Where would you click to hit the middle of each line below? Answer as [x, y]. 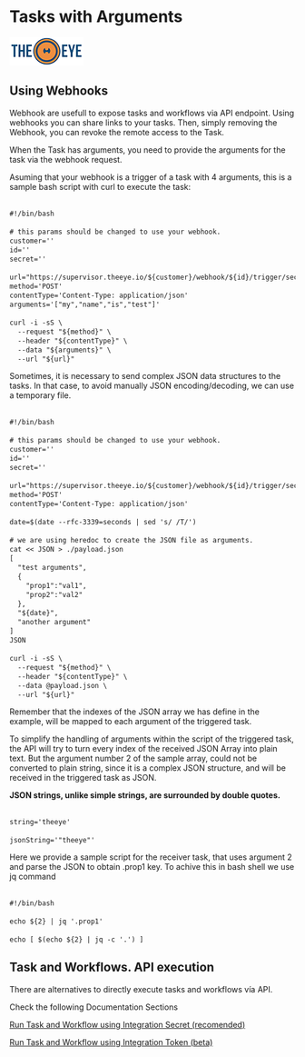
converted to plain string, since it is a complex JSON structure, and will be [148, 768]
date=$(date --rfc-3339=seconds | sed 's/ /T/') [103, 522]
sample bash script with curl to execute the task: [100, 186]
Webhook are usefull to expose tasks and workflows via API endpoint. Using [152, 113]
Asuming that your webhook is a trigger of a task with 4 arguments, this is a [151, 177]
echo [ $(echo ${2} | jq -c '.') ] [77, 939]
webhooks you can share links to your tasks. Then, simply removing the [143, 122]
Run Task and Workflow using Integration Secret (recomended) [128, 1024]
